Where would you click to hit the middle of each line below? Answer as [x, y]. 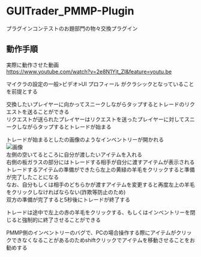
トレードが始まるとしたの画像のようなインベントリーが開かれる [85, 139]
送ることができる [48, 112]
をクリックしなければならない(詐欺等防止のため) [66, 192]
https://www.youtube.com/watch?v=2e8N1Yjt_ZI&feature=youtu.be [89, 71]
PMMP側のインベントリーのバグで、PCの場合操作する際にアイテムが [91, 232]
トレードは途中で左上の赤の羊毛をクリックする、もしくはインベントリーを [98, 212]
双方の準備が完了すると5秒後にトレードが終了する [68, 199]
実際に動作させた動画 [32, 65]
